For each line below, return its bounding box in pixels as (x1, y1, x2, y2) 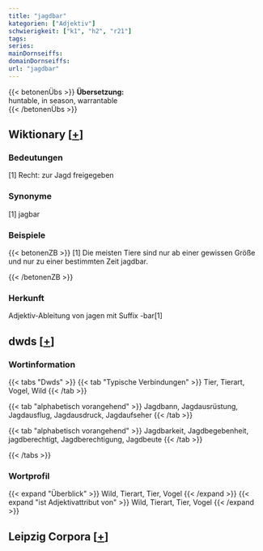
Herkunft (8, 292, 45, 303)
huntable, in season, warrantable (8, 95, 118, 105)
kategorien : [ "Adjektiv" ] (8, 19, 95, 28)
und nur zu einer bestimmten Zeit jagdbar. (8, 256, 148, 266)
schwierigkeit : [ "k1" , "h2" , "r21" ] (8, 27, 132, 35)
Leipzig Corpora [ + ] (8, 529, 109, 544)
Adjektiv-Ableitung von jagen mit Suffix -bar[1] (8, 311, 163, 321)
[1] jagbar (8, 209, 40, 219)
